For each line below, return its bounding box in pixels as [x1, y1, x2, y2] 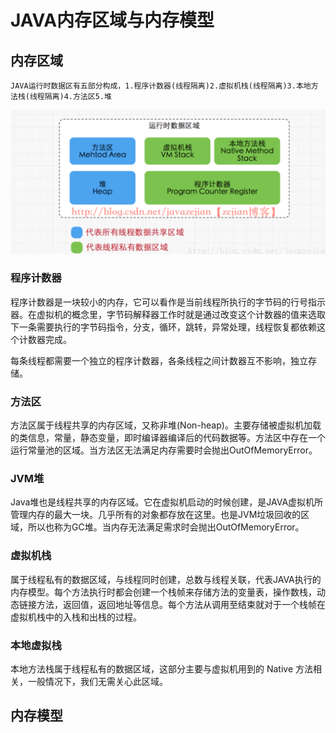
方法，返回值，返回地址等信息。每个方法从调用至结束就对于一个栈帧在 [36, 598, 326, 610]
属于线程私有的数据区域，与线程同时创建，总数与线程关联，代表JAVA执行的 [10, 573, 322, 585]
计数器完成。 [18, 333, 72, 345]
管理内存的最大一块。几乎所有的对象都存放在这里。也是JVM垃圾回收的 [10, 509, 302, 521]
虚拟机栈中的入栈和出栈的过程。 [10, 611, 142, 623]
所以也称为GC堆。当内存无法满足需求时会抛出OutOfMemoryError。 [27, 521, 305, 533]
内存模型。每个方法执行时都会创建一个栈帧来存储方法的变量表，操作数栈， [10, 586, 317, 598]
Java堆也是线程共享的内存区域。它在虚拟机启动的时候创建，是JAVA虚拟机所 [10, 496, 324, 508]
